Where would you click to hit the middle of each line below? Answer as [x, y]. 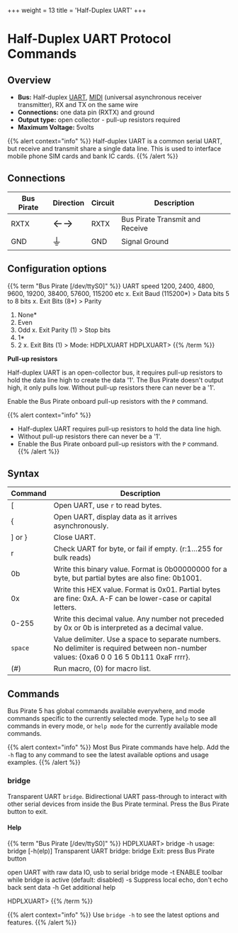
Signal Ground [145, 242]
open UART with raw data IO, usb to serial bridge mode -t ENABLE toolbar [115, 872]
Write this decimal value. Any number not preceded [139, 619]
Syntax [23, 474]
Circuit [103, 203]
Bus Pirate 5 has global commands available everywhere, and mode [106, 711]
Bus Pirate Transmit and [161, 219]
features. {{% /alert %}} [42, 922]
